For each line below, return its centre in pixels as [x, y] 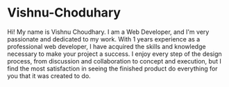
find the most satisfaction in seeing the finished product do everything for [112, 68]
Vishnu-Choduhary [64, 13]
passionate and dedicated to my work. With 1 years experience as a [104, 39]
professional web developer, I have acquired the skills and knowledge [107, 46]
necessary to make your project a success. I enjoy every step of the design [114, 54]
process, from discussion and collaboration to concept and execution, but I [114, 61]
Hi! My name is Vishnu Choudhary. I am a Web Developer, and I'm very [108, 32]
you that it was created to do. [49, 76]
